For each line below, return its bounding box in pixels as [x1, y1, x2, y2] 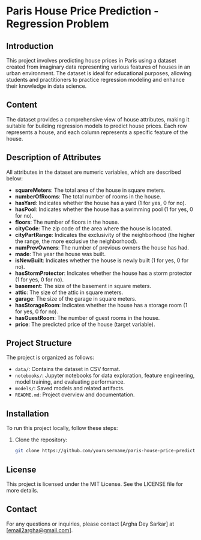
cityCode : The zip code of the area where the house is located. [14, 224, 172, 232]
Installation [6, 408, 49, 419]
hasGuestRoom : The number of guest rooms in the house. [14, 314, 160, 321]
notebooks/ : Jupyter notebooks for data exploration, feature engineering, [14, 372, 195, 379]
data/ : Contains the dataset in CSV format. [14, 366, 121, 373]
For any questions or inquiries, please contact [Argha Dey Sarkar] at [6, 520, 175, 527]
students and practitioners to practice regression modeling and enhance [6, 76, 185, 83]
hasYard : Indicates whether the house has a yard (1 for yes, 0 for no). [14, 199, 187, 206]
